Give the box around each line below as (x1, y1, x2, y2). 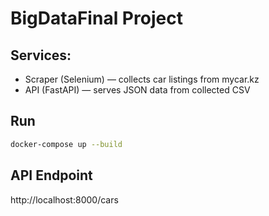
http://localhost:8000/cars (10, 193, 119, 206)
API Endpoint (10, 167, 93, 184)
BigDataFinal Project (10, 7, 183, 30)
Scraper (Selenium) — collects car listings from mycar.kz (24, 73, 260, 85)
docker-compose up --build (10, 139, 123, 149)
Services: (10, 47, 72, 64)
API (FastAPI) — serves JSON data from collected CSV (24, 84, 251, 96)
